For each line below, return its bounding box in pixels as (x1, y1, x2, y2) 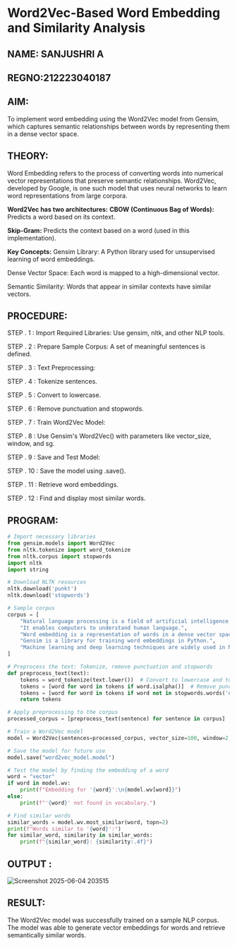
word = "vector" (7, 773, 55, 780)
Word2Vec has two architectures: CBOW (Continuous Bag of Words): (7, 205, 214, 213)
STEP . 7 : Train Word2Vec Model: (7, 418, 106, 427)
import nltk (7, 559, 42, 566)
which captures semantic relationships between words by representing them (7, 122, 230, 131)
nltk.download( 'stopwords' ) (7, 592, 90, 599)
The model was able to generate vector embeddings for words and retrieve (7, 923, 226, 932)
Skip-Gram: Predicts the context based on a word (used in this (7, 226, 190, 234)
